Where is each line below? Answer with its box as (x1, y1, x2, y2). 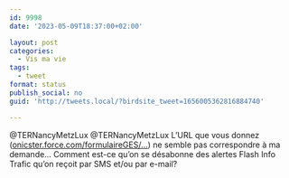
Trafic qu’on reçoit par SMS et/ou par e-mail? (9, 158, 178, 169)
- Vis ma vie (17, 55, 67, 64)
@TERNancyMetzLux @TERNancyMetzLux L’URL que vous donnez (9, 129, 260, 140)
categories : (9, 46, 54, 55)
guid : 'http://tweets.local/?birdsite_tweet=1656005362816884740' (9, 97, 265, 106)
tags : (9, 63, 30, 72)
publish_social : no (9, 88, 83, 98)
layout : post (9, 38, 59, 47)
